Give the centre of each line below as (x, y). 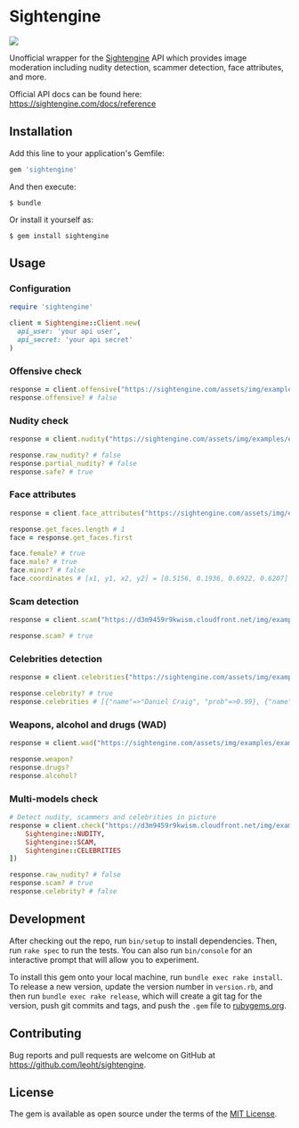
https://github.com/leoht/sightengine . (78, 1065)
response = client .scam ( (55, 620)
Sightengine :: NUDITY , (65, 834)
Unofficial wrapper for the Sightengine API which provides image (128, 58)
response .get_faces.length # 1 (67, 529)
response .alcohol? (43, 775)
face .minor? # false (48, 570)
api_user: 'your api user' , (69, 332)
